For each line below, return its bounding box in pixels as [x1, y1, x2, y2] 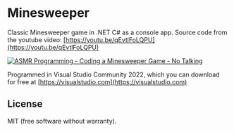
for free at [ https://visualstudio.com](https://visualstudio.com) [7, 77, 187, 86]
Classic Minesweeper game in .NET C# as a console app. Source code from [7, 28, 228, 37]
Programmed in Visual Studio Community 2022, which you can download [7, 70, 220, 79]
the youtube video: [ [7, 35, 66, 44]
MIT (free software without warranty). [7, 117, 117, 125]
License [7, 98, 43, 110]
